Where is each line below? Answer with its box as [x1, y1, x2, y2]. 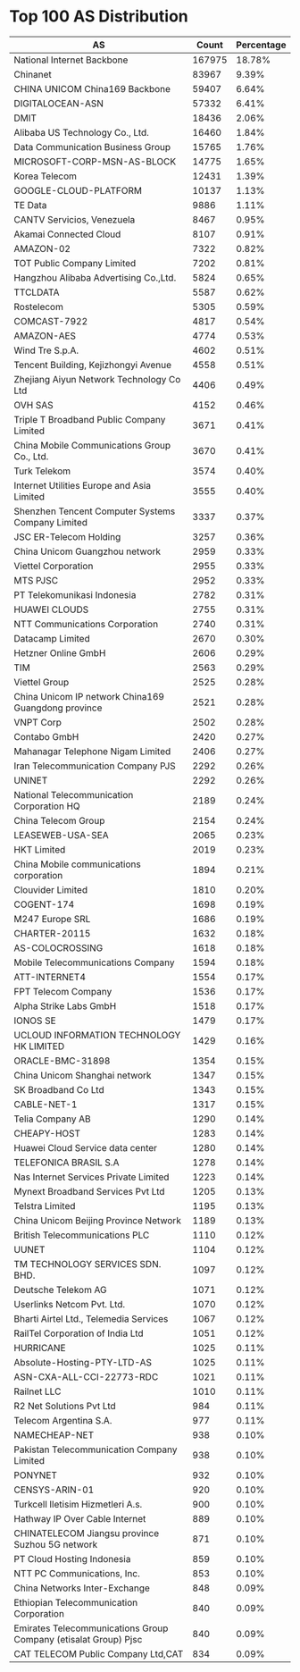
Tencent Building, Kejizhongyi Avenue [13, 358, 172, 371]
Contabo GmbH [13, 730, 79, 743]
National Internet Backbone [13, 54, 129, 66]
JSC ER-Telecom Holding [13, 530, 121, 542]
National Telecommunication [13, 788, 134, 801]
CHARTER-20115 [13, 927, 91, 939]
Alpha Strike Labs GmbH [13, 999, 117, 1012]
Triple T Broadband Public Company [13, 413, 166, 425]
